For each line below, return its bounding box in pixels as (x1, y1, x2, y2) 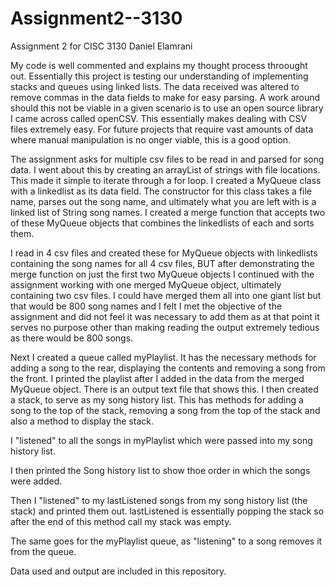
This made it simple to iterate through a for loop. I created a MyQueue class (10, 174, 322, 186)
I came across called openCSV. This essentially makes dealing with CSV (10, 112, 308, 124)
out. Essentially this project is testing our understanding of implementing (10, 70, 309, 82)
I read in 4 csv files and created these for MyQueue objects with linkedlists (10, 247, 318, 259)
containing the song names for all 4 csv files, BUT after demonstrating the (10, 257, 315, 269)
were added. (10, 475, 63, 487)
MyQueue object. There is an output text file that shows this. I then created (10, 383, 319, 395)
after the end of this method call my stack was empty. (10, 515, 232, 527)
